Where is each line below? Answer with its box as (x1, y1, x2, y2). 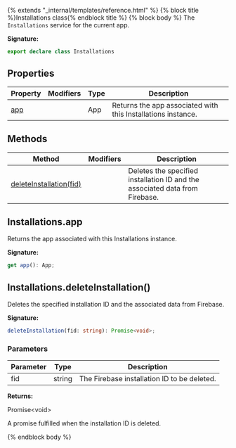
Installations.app (7, 216, 83, 228)
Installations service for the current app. (7, 21, 130, 29)
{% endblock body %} (7, 433, 72, 442)
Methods (7, 133, 48, 145)
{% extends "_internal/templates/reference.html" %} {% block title (7, 6, 199, 14)
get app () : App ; (7, 262, 55, 269)
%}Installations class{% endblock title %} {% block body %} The (7, 13, 195, 22)
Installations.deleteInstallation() (7, 281, 151, 293)
